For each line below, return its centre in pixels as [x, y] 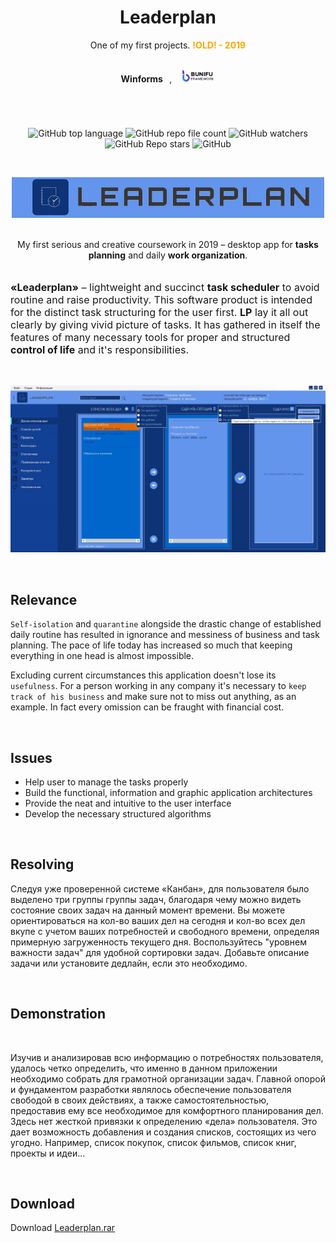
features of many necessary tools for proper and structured [150, 338]
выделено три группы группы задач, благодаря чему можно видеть [156, 899]
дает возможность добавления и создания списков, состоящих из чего [163, 1132]
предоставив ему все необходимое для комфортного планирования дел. [167, 1110]
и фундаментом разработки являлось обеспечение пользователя [151, 1089]
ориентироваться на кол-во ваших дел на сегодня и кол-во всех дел [158, 920]
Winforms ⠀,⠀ [149, 78]
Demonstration [58, 1014]
